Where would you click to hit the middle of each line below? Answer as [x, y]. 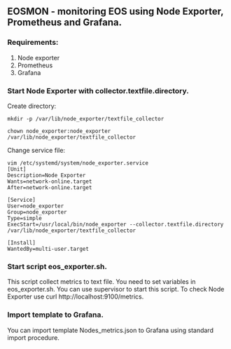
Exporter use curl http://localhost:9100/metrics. [76, 296]
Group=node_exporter [37, 212]
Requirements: [33, 43]
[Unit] [17, 169]
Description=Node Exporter [47, 175]
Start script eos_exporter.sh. [57, 266]
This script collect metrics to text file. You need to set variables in [101, 282]
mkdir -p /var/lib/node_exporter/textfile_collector [86, 118]
